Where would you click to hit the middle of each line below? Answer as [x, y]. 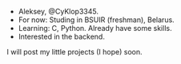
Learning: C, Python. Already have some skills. [95, 28]
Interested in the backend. [61, 36]
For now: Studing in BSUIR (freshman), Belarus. [96, 20]
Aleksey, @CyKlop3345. [58, 11]
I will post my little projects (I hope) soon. [74, 52]
